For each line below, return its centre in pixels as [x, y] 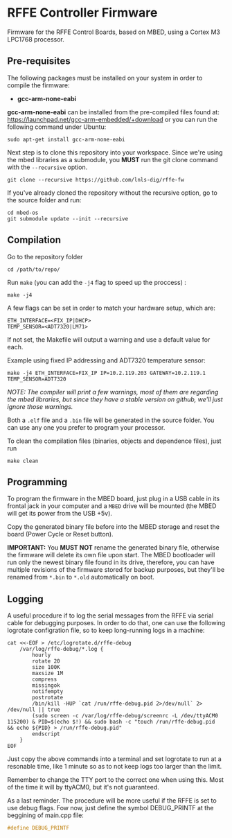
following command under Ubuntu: [57, 127]
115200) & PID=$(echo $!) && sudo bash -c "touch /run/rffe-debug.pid [111, 722]
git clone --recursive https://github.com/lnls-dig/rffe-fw [96, 180]
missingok [46, 686]
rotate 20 [46, 661]
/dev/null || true [34, 710]
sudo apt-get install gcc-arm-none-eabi [66, 139]
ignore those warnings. [40, 406]
